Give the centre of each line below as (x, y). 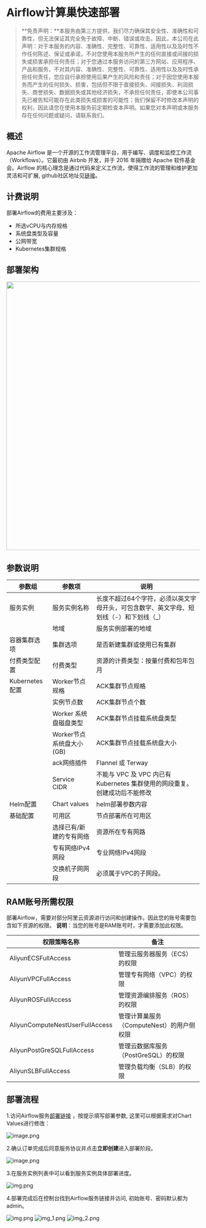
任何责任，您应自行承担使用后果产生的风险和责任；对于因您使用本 (110, 77)
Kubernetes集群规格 (40, 249)
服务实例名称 (71, 608)
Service (63, 779)
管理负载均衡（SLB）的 (152, 1067)
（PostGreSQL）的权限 (152, 1055)
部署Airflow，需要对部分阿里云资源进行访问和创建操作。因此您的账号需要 (99, 918)
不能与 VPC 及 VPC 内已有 (134, 774)
